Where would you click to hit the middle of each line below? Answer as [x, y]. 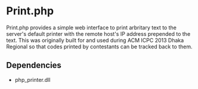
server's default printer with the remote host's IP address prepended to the [98, 33]
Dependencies [34, 65]
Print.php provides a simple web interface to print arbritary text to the [92, 27]
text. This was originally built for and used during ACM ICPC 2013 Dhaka [95, 40]
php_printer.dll [33, 79]
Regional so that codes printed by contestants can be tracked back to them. [99, 47]
